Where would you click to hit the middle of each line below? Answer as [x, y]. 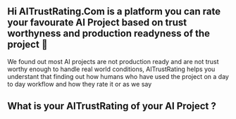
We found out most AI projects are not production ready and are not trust [113, 61]
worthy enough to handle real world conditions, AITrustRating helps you [111, 69]
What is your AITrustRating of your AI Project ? [112, 106]
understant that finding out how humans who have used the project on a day [118, 76]
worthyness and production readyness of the [108, 33]
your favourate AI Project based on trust [97, 23]
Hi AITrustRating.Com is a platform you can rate [114, 12]
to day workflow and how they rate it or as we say [80, 84]
